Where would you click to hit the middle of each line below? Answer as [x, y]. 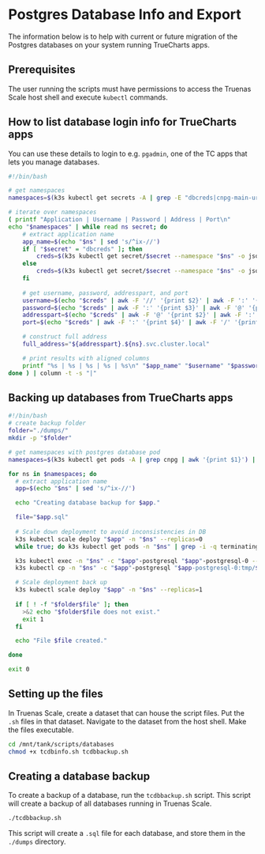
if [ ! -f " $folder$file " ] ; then [72, 604]
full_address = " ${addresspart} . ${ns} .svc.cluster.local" [116, 344]
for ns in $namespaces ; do [52, 474]
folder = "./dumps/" [38, 431]
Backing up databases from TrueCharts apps [121, 397]
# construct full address [65, 337]
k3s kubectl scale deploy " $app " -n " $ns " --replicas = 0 [109, 539]
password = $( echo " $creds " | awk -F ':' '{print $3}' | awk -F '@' [134, 308]
